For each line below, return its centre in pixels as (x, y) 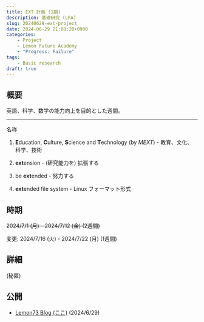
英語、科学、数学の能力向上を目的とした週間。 (65, 111)
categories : (21, 35)
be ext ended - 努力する (45, 176)
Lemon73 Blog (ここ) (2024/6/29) (57, 312)
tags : (13, 57)
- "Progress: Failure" (46, 52)
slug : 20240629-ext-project (42, 23)
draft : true (21, 69)
